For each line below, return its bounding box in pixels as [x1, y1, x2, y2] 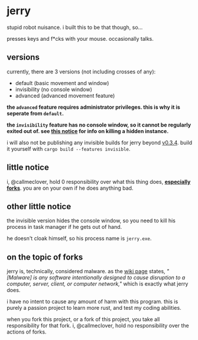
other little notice [7, 201, 72, 211]
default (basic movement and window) [15, 79, 109, 86]
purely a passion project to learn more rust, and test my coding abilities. [7, 305, 182, 312]
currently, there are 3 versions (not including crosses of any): [7, 68, 156, 75]
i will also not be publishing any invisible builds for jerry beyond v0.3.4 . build [7, 139, 193, 146]
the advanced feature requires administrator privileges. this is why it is [7, 103, 181, 111]
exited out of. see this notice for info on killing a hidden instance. [7, 127, 169, 134]
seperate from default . [7, 109, 64, 116]
